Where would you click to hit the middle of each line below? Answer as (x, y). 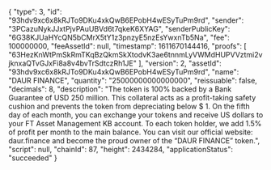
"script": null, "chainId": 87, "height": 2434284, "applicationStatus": (121, 149)
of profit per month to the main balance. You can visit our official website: (131, 132)
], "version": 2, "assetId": (180, 63)
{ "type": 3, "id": (35, 12)
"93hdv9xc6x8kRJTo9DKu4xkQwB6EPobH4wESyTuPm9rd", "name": (124, 72)
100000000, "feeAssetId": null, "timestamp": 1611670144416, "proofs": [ (127, 46)
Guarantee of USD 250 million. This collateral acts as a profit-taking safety (132, 98)
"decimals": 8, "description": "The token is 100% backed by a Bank (120, 89)
